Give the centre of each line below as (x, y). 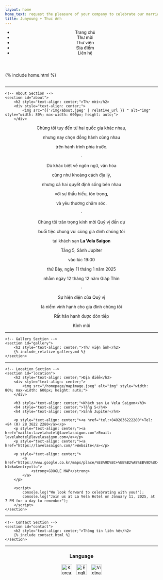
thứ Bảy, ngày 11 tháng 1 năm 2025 (81, 269)
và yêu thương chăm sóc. (81, 203)
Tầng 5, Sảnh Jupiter (81, 250)
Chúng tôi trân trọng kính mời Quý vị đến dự (81, 222)
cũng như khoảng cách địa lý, (81, 175)
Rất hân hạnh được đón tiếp (81, 316)
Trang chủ (85, 33)
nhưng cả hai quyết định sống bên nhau (81, 185)
